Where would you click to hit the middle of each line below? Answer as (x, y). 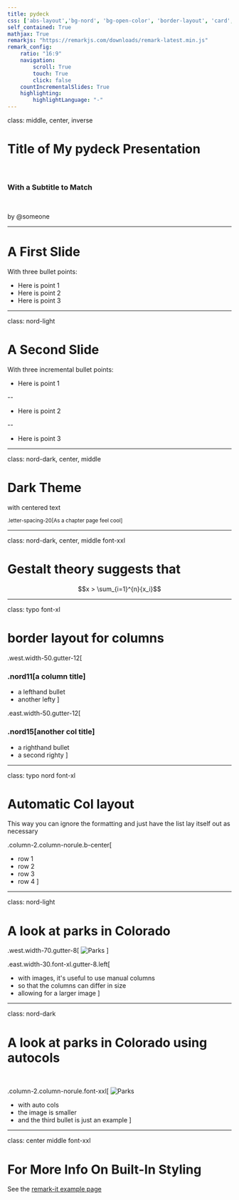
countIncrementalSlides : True (65, 87)
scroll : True (52, 67)
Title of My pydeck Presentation (104, 149)
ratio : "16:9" (41, 54)
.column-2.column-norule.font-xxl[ (58, 1091)
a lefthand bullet (41, 692)
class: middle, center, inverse (50, 120)
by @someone (28, 216)
